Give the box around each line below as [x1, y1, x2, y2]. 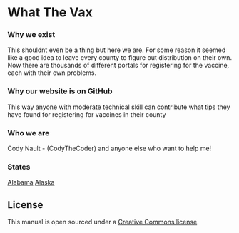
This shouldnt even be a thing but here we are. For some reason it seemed [7, 46, 226, 54]
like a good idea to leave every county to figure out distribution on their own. [7, 53, 233, 62]
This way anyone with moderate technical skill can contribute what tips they [7, 103, 230, 111]
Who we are [7, 128, 50, 138]
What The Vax [7, 4, 93, 21]
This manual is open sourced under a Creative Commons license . [7, 218, 200, 227]
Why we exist [7, 30, 56, 40]
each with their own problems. [7, 68, 97, 77]
